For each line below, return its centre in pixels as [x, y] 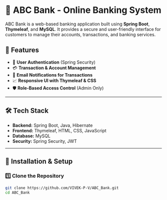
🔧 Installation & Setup [39, 161]
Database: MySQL [31, 136]
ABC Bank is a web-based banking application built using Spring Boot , [78, 24]
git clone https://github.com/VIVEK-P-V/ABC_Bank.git [62, 188]
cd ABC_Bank [17, 193]
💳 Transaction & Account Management [54, 68]
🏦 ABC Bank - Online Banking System [83, 10]
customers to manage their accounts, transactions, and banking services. [80, 34]
